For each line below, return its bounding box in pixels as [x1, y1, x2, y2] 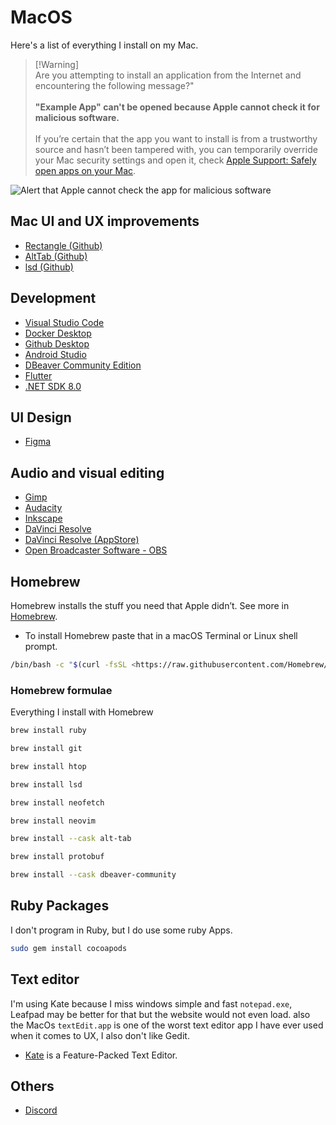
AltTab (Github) [24, 250, 88, 262]
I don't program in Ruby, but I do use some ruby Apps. [10, 924, 233, 936]
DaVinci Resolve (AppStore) [24, 534, 140, 546]
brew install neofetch [10, 797, 105, 808]
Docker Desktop [24, 327, 92, 339]
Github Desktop [24, 337, 90, 350]
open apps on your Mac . [34, 164, 137, 176]
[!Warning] [34, 58, 79, 70]
